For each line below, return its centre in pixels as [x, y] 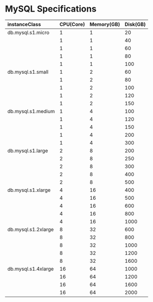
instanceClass [24, 24]
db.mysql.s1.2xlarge [31, 229]
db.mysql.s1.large [28, 150]
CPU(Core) [72, 24]
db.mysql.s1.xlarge [29, 190]
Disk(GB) [135, 24]
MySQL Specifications [51, 9]
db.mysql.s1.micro [28, 32]
